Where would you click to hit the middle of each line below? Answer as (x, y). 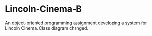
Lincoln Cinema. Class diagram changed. (47, 28)
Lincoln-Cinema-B (44, 9)
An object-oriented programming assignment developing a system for (76, 23)
